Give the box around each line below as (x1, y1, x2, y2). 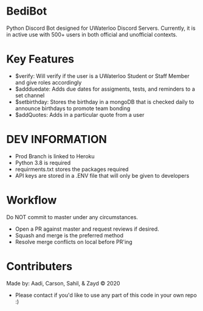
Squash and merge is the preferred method (15, 231, 123, 239)
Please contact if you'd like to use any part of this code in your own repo (15, 291, 198, 299)
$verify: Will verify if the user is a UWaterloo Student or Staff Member (15, 72, 190, 80)
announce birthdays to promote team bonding (15, 105, 131, 112)
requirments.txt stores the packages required (15, 166, 129, 173)
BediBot (6, 4, 47, 18)
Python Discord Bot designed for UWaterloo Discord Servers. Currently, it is (6, 24, 196, 32)
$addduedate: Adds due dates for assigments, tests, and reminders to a (15, 85, 196, 93)
